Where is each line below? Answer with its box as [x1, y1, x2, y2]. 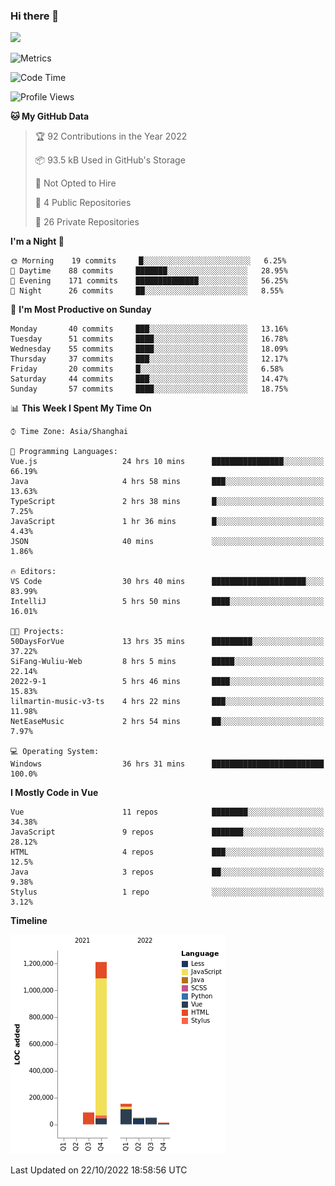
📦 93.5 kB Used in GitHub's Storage [34, 154, 186, 166]
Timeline [10, 915, 48, 927]
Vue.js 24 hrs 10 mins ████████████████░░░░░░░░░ [10, 457, 325, 467]
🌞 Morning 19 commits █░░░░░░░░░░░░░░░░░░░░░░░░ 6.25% [10, 256, 287, 266]
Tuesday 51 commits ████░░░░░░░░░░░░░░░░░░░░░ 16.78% [10, 334, 288, 344]
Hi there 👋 [10, 9, 60, 23]
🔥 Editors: [10, 567, 57, 577]
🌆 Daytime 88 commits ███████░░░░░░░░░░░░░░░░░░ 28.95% [10, 266, 288, 276]
